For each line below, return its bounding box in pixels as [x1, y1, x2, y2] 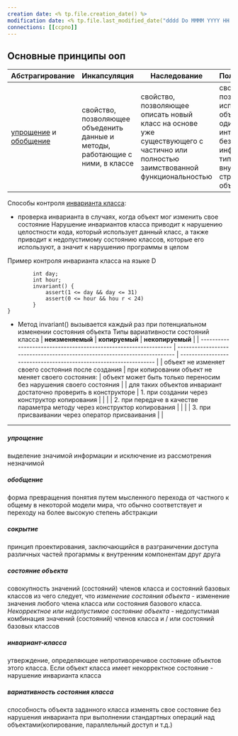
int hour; [33, 276, 62, 284]
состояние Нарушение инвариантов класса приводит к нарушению [17, 220, 223, 229]
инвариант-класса [7, 638, 67, 646]
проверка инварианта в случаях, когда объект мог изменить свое [17, 212, 219, 221]
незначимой [7, 459, 45, 467]
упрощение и [11, 127, 57, 137]
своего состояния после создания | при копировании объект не [17, 365, 212, 374]
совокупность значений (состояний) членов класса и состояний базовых [7, 584, 230, 593]
